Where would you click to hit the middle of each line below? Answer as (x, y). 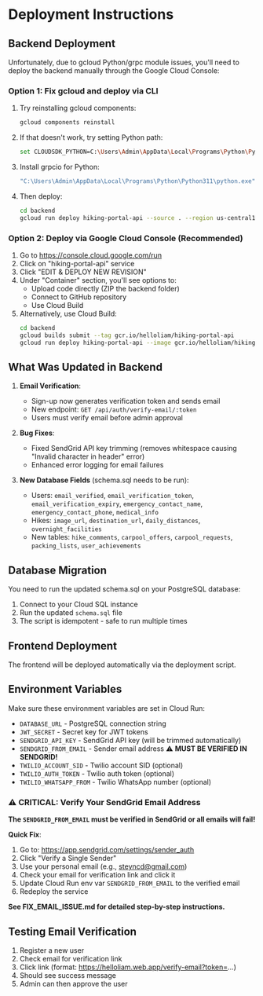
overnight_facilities (66, 529)
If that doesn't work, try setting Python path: (91, 137)
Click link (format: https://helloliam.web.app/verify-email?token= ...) (128, 967)
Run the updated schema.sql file (71, 613)
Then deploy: (41, 196)
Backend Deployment (62, 44)
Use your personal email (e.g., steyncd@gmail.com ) (103, 866)
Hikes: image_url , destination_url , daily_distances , (116, 521)
